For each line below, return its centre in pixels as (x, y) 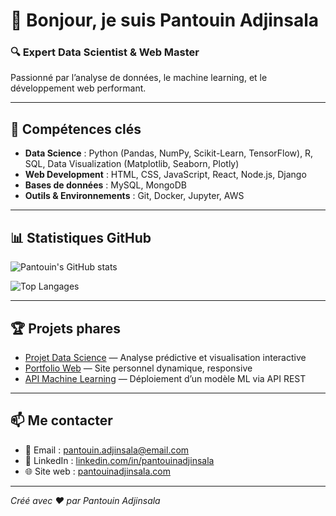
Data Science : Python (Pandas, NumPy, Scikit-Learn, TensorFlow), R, (169, 153)
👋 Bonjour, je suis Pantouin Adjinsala (165, 20)
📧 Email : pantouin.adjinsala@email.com (107, 450)
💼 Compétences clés (76, 129)
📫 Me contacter (61, 420)
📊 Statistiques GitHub (81, 237)
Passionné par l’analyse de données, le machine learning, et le (139, 78)
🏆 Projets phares (65, 328)
